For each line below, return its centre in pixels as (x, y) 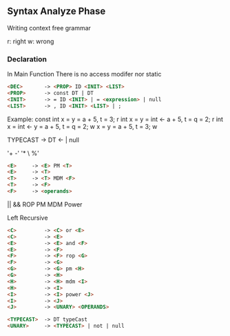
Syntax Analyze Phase (56, 11)
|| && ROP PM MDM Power (45, 204)
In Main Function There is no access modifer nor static (84, 74)
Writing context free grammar (49, 28)
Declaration (27, 59)
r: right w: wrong (31, 41)
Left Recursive (28, 218)
